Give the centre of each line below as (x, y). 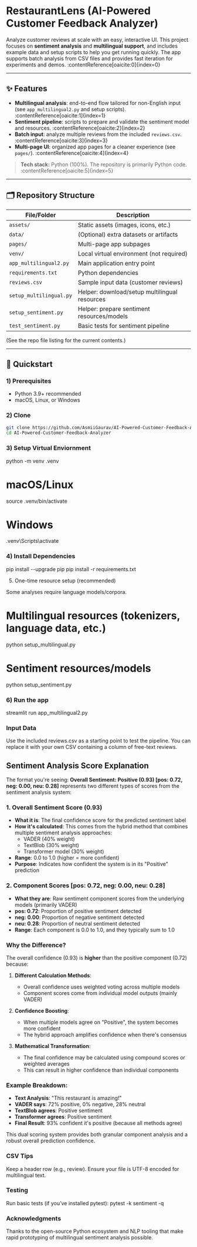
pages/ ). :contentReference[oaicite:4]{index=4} (72, 153)
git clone (18, 427)
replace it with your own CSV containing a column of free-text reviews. (92, 747)
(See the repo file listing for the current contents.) (66, 340)
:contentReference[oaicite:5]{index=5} (67, 170)
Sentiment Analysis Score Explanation (77, 766)
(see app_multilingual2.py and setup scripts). (70, 109)
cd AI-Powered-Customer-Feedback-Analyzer (59, 433)
